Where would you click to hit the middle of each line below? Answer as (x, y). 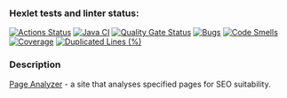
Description (35, 64)
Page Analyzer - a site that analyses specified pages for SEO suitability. (140, 84)
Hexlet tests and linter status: (74, 13)
